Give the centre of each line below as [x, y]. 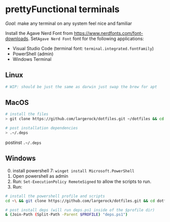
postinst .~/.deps [23, 142]
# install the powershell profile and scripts [55, 196]
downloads [17, 39]
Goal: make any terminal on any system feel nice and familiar [69, 23]
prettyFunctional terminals [62, 9]
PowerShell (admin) [33, 54]
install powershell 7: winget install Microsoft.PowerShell [73, 170]
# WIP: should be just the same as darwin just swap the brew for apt [81, 87]
